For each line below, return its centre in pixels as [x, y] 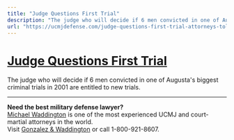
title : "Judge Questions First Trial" [63, 14]
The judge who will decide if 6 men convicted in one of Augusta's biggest [113, 80]
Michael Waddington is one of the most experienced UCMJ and [98, 114]
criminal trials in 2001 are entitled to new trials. [74, 87]
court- [200, 114]
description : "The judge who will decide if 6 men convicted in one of [113, 20]
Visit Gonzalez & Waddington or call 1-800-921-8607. [84, 130]
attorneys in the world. [61, 122]
